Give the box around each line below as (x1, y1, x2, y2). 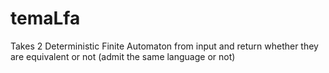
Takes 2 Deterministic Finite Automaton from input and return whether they (10, 40, 319, 52)
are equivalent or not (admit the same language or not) (10, 50, 236, 62)
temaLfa (10, 7, 81, 30)
